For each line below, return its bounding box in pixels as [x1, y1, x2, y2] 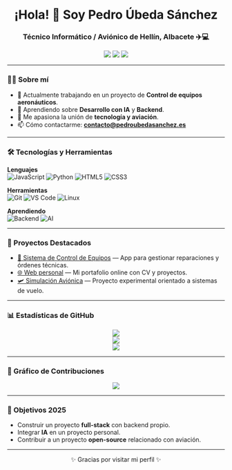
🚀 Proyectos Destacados [7, 238, 92, 247]
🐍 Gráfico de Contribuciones [7, 366, 105, 376]
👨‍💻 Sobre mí [7, 75, 49, 84]
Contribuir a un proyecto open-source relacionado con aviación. [17, 435, 202, 444]
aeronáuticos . [17, 97, 59, 106]
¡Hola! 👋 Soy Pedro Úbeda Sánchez [14, 7, 218, 23]
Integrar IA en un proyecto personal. [17, 429, 121, 437]
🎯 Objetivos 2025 [7, 405, 67, 415]
